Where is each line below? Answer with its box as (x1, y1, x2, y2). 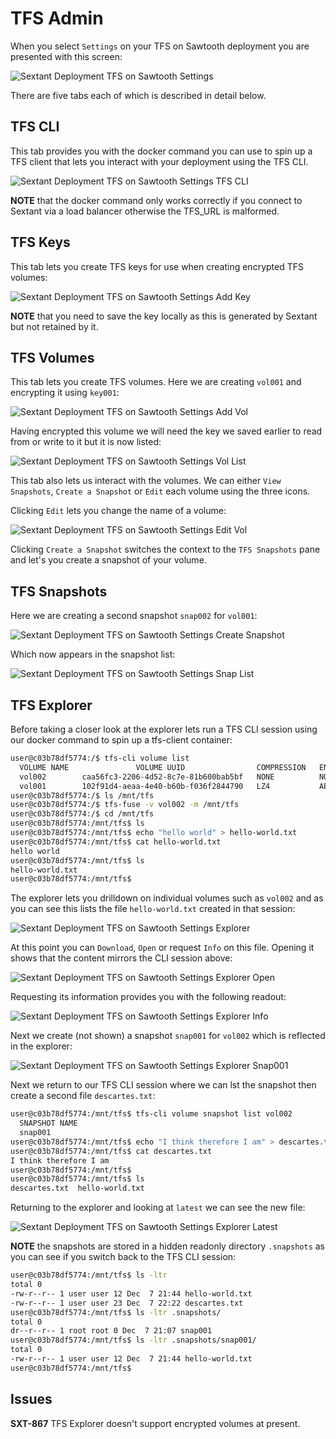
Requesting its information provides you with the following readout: (10, 991, 287, 1003)
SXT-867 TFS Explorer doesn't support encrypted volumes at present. (10, 1417, 301, 1429)
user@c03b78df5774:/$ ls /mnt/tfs (10, 790, 155, 801)
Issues (10, 1391, 53, 1408)
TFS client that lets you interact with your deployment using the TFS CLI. (10, 155, 309, 167)
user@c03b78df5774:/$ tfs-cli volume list (10, 753, 190, 763)
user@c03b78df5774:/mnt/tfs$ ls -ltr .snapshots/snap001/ (10, 1335, 257, 1346)
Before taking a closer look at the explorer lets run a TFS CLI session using (10, 723, 318, 735)
